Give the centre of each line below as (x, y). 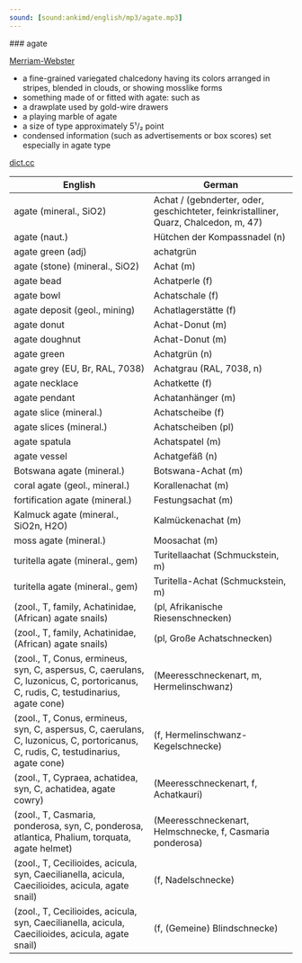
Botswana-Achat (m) (198, 470)
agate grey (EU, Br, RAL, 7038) (80, 368)
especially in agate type (66, 145)
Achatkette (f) (183, 383)
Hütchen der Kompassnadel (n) (219, 236)
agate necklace (46, 383)
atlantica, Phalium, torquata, (73, 837)
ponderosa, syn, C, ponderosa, (79, 825)
